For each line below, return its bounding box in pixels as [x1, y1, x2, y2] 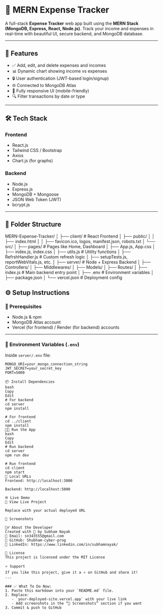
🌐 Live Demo [5, 495, 30, 500]
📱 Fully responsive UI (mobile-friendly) [12, 87, 90, 94]
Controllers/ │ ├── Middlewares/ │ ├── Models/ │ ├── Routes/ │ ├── [5, 264, 147, 270]
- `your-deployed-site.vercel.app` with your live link [11, 597, 127, 601]
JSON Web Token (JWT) [12, 196, 62, 202]
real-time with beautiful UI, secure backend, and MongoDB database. [5, 31, 144, 36]
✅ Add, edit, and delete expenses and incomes [12, 62, 106, 68]
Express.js [12, 186, 33, 192]
